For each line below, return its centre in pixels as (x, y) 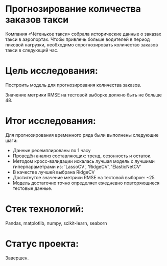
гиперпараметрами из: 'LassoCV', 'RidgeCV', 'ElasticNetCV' (77, 166)
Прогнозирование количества (73, 9)
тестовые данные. (32, 188)
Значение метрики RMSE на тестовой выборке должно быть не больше (83, 94)
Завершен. (17, 258)
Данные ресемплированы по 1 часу (52, 150)
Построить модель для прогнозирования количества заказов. (73, 85)
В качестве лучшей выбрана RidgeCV (54, 172)
